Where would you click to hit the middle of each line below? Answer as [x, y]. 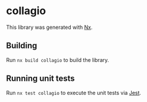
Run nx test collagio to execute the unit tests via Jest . [74, 93]
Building [22, 46]
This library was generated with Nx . [49, 27]
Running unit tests [40, 79]
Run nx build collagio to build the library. [58, 60]
